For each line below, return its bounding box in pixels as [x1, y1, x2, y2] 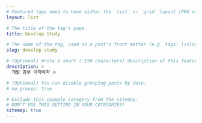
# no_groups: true [6, 85, 52, 92]
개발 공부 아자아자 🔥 [11, 69, 57, 75]
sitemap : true [6, 107, 42, 114]
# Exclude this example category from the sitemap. [6, 97, 138, 103]
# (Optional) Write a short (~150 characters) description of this [6, 58, 179, 64]
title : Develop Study [6, 31, 61, 37]
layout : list [6, 14, 39, 20]
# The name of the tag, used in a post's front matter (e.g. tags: [6, 41, 179, 48]
